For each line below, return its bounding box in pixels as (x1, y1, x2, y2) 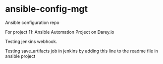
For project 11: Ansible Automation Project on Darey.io (5, 29, 115, 35)
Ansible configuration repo (5, 20, 59, 25)
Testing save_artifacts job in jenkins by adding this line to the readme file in (5, 48, 159, 54)
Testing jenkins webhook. (5, 38, 57, 44)
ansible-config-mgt (5, 3, 88, 15)
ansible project (5, 53, 36, 59)
